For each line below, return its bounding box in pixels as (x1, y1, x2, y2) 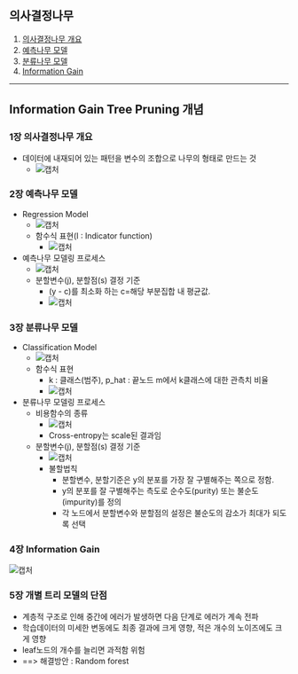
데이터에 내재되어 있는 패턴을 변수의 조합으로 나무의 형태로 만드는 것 (21, 153, 257, 163)
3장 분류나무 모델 (9, 321, 78, 333)
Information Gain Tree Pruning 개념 (9, 102, 204, 117)
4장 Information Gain (9, 544, 100, 556)
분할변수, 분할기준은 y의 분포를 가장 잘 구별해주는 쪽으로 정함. (61, 474, 275, 485)
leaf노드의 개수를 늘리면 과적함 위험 (21, 644, 145, 654)
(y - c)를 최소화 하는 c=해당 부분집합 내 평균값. (48, 286, 211, 296)
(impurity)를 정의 (61, 497, 122, 507)
